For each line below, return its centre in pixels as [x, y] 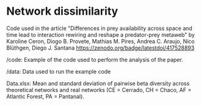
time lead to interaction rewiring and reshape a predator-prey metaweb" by [101, 34]
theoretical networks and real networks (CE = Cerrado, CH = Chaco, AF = [99, 89]
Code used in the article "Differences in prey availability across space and [99, 28]
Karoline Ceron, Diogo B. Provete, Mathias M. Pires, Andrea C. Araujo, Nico [100, 41]
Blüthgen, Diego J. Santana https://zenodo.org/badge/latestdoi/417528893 [100, 48]
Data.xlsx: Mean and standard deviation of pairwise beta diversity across [98, 83]
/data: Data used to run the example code [59, 71]
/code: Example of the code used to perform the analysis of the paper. [95, 59]
